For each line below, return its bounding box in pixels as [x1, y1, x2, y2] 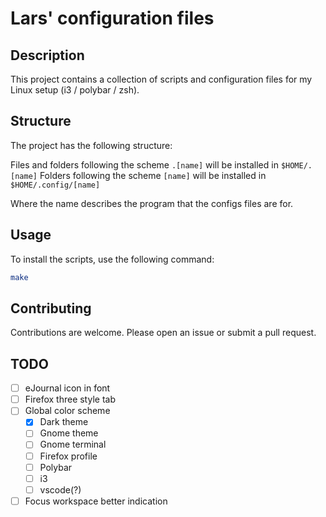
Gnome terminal [39, 438, 107, 451]
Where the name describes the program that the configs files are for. [10, 197, 294, 209]
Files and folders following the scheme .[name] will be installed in [10, 158, 279, 171]
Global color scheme [24, 405, 111, 417]
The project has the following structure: [10, 139, 173, 151]
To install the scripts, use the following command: [10, 253, 215, 265]
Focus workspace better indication [24, 495, 168, 507]
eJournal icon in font [24, 382, 111, 394]
